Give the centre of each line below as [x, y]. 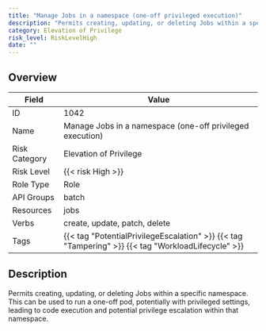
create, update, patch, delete [117, 223]
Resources [32, 210]
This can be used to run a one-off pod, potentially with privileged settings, [129, 302]
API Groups [33, 197]
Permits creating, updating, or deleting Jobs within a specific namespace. [128, 293]
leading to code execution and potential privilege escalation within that [123, 310]
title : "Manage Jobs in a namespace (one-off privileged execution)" [125, 15]
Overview [33, 77]
